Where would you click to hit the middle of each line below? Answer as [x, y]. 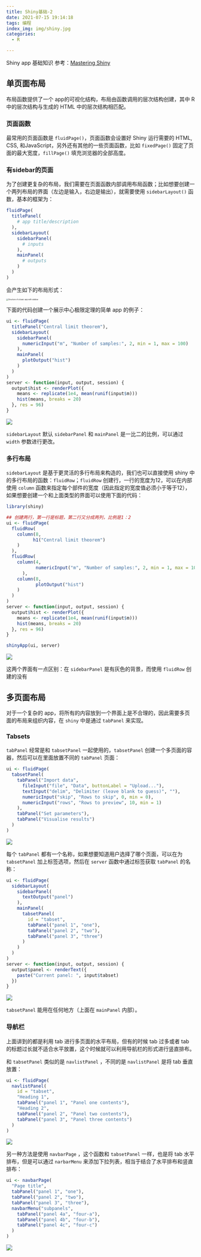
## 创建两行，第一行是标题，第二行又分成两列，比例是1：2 [69, 518]
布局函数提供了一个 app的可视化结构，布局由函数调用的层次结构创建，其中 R [100, 99]
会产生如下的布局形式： [35, 289]
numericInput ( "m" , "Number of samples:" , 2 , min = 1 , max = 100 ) [105, 344]
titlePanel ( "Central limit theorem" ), [60, 327]
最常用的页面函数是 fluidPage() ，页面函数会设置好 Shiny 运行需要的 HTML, [99, 138]
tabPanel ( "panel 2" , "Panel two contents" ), [73, 1114]
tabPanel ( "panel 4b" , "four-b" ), [59, 1220]
